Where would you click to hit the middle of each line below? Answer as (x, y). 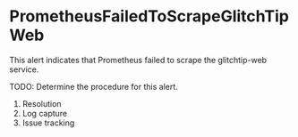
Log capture (45, 113)
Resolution (42, 103)
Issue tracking (48, 123)
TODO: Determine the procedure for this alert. (94, 86)
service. (24, 69)
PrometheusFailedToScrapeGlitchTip (149, 16)
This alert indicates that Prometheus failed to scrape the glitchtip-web (138, 60)
